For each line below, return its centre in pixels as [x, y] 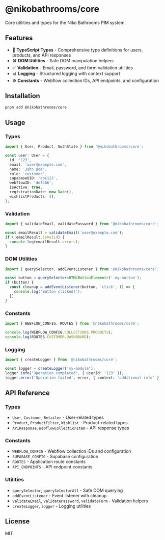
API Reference [27, 393]
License [17, 522]
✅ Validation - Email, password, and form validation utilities [72, 68]
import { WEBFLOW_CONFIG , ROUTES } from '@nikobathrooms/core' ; [72, 324]
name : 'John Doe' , [28, 169]
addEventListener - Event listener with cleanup [59, 495]
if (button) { [20, 283]
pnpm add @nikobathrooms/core [36, 107]
